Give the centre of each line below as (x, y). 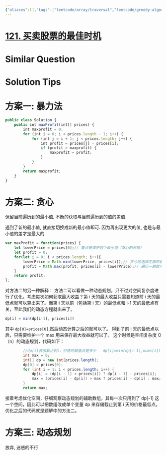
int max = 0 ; (37, 355)
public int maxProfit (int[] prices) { (54, 125)
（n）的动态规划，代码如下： (35, 341)
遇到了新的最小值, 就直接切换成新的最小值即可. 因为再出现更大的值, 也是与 (81, 227)
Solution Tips (33, 82)
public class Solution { (31, 120)
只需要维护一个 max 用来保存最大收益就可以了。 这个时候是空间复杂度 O (87, 335)
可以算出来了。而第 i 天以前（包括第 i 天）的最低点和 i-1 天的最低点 (86, 303)
